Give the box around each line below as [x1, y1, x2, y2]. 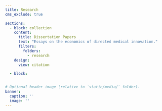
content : [14, 30, 32, 35]
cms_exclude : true [5, 12, 43, 17]
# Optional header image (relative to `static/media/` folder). [5, 85, 140, 90]
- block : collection [9, 25, 52, 30]
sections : [5, 21, 26, 26]
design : [14, 57, 30, 62]
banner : [5, 89, 21, 94]
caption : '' [9, 94, 35, 99]
